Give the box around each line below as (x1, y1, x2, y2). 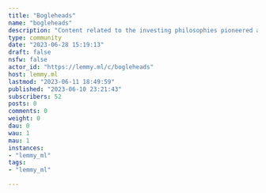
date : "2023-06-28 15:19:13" (8, 41, 104, 49)
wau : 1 (8, 129, 30, 137)
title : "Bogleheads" (8, 11, 77, 20)
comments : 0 (8, 108, 47, 115)
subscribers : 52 (8, 93, 62, 100)
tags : (8, 159, 26, 167)
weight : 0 (8, 115, 41, 123)
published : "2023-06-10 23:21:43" (8, 85, 123, 93)
